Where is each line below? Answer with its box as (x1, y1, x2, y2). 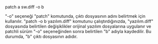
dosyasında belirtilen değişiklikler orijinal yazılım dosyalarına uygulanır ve (5, 23, 152, 29)
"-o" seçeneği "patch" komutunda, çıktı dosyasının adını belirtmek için (5, 13, 146, 19)
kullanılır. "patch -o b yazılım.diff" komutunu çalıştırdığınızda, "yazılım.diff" (5, 19, 154, 24)
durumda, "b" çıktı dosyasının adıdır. (5, 33, 78, 39)
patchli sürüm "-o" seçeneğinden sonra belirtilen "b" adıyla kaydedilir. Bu (5, 29, 152, 34)
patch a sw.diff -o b (5, 4, 44, 10)
